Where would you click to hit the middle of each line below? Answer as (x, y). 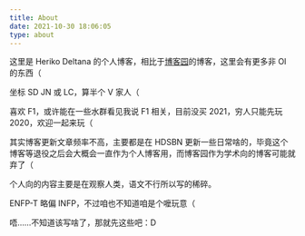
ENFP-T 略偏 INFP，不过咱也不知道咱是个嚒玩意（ (103, 203)
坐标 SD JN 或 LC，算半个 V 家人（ (74, 93)
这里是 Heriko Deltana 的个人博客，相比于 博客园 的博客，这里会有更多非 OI (148, 62)
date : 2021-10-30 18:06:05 (60, 26)
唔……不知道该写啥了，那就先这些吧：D (83, 222)
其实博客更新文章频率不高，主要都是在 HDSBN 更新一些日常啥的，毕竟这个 (149, 143)
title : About (34, 18)
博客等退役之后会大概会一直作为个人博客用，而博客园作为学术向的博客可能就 (152, 153)
